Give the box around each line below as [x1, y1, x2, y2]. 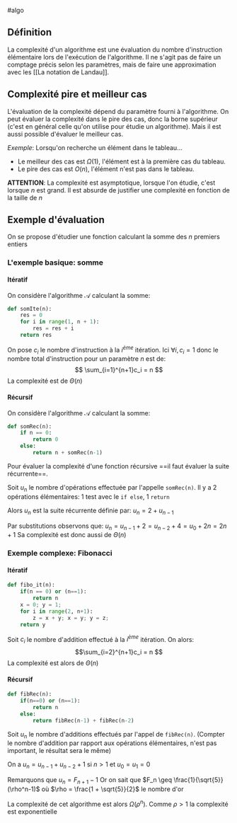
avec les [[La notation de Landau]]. [7, 67, 110, 76]
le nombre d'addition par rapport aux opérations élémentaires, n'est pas [7, 739, 217, 747]
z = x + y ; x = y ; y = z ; [33, 614, 110, 621]
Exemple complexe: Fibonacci [7, 548, 112, 558]
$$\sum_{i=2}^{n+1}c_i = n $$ [75, 648, 163, 657]
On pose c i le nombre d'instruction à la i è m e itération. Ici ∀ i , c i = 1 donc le [7, 344, 219, 356]
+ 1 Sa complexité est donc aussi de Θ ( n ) [7, 531, 127, 539]
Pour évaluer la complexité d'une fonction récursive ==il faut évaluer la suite [7, 461, 230, 470]
